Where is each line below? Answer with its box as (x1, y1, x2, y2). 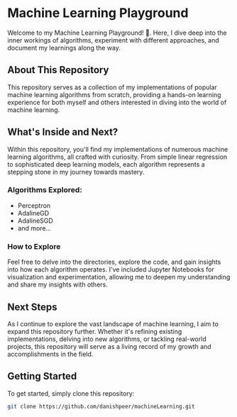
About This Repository (7, 64, 109, 76)
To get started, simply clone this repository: (7, 389, 135, 398)
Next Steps (7, 301, 57, 313)
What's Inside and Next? (7, 126, 118, 138)
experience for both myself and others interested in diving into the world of (7, 98, 227, 106)
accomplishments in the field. (7, 350, 94, 358)
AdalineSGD (17, 216, 53, 225)
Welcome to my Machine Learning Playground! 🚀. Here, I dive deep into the (7, 28, 227, 37)
